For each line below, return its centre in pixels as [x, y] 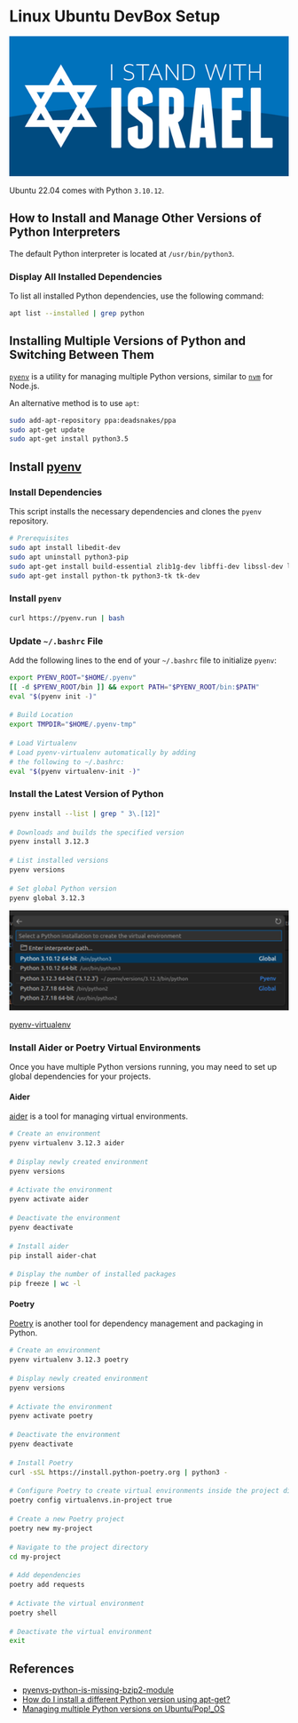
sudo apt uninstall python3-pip [69, 557]
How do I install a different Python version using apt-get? [126, 1700]
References [42, 1668]
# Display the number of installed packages [93, 1274]
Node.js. [24, 386]
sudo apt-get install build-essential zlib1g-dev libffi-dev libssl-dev [146, 566]
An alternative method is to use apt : [74, 403]
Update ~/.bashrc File [56, 641]
